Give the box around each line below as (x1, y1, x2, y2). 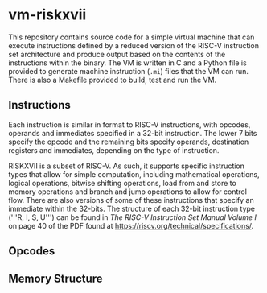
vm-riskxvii (8, 6, 87, 24)
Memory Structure (8, 271, 103, 285)
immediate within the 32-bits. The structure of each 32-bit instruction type (8, 204, 256, 213)
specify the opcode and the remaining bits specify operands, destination (8, 137, 249, 146)
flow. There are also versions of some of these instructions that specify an (8, 195, 255, 204)
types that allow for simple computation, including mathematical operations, (8, 169, 260, 179)
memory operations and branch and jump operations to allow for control (8, 187, 248, 196)
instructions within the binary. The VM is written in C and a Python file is (8, 58, 247, 68)
